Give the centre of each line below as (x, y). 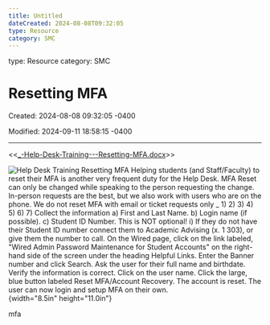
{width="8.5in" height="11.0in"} (60, 298)
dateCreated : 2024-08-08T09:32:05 (66, 23)
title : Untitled (35, 16)
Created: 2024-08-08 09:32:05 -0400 (72, 116)
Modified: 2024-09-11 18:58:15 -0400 (70, 132)
